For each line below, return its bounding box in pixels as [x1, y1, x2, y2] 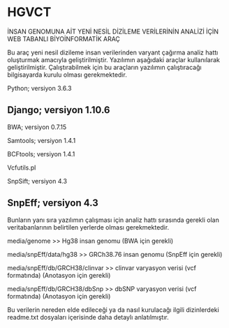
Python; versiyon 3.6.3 [7, 84, 72, 92]
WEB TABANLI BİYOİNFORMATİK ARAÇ [7, 34, 121, 43]
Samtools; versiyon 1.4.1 [7, 136, 76, 144]
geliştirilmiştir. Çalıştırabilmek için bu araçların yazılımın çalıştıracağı [7, 63, 202, 71]
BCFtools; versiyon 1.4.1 [7, 149, 75, 158]
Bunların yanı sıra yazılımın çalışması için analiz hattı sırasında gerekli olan [7, 216, 220, 224]
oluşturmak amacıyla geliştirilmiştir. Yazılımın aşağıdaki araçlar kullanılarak [7, 55, 220, 64]
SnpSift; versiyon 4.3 [7, 177, 68, 185]
